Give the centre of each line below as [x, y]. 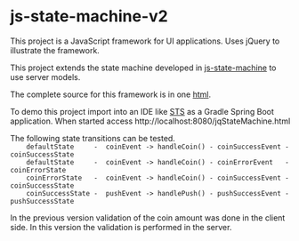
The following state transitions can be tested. [93, 138]
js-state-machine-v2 [89, 16]
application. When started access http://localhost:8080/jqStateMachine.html [150, 121]
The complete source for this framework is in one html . [111, 94]
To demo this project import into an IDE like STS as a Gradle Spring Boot [142, 111]
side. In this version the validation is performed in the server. [121, 227]
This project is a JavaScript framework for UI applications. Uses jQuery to [145, 41]
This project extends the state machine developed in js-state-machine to [143, 68]
